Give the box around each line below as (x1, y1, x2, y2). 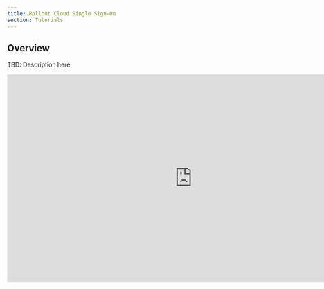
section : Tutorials (7, 17, 64, 24)
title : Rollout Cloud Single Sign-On (7, 10, 116, 17)
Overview (7, 42, 51, 54)
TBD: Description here (7, 60, 71, 69)
